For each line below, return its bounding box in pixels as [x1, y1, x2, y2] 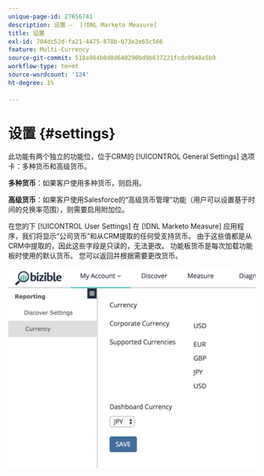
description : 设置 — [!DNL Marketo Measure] [8, 20, 157, 29]
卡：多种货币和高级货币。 [8, 162, 91, 171]
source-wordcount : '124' [8, 71, 90, 79]
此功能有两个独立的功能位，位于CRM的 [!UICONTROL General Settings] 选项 [8, 152, 255, 161]
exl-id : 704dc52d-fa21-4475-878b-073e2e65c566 [8, 38, 163, 46]
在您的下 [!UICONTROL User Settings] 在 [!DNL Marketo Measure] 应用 [8, 222, 238, 231]
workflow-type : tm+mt [8, 63, 79, 71]
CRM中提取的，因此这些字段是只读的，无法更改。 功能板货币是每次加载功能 [8, 241, 253, 251]
